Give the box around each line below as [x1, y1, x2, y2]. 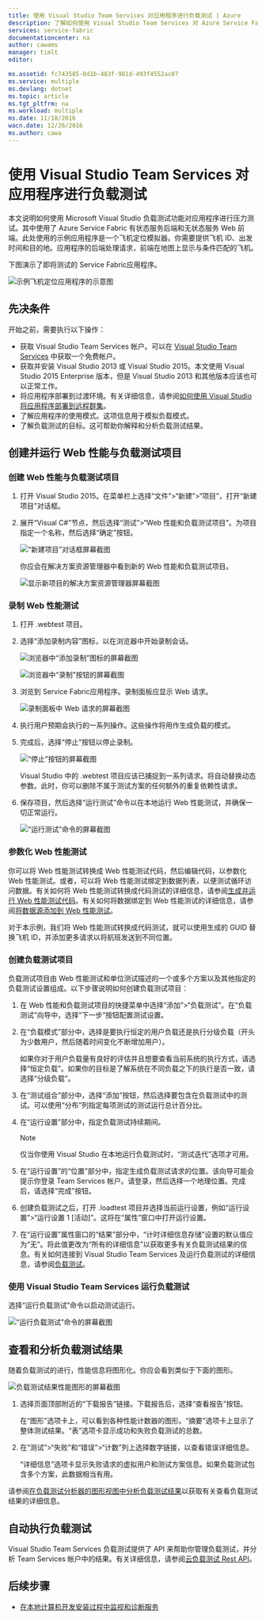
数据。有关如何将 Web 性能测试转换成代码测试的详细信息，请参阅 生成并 [14, 885, 249, 895]
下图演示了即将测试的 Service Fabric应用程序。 [8, 259, 162, 269]
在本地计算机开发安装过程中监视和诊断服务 [19, 1602, 159, 1611]
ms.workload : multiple [8, 107, 83, 115]
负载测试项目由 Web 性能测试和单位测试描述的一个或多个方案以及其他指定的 [8, 974, 256, 983]
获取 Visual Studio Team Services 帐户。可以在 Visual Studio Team [19, 342, 237, 351]
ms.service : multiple [8, 77, 80, 86]
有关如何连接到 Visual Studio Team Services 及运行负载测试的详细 [33, 1250, 249, 1259]
